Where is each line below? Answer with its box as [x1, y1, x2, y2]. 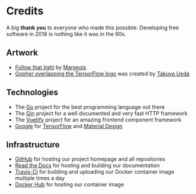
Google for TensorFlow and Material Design [14, 122, 123, 129]
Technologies [6, 87, 59, 98]
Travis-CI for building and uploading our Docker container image [14, 168, 175, 175]
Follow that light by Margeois [14, 63, 87, 71]
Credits [6, 4, 44, 18]
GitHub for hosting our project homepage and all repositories [14, 156, 166, 163]
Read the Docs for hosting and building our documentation [14, 162, 160, 169]
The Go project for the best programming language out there [14, 103, 165, 110]
